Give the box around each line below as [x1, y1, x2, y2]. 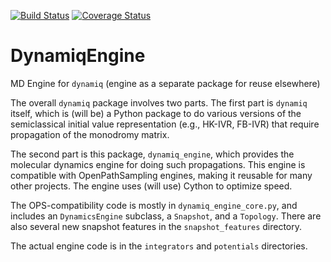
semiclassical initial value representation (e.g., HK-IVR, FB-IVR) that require [10, 118, 320, 130]
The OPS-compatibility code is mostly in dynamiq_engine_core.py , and [10, 199, 298, 211]
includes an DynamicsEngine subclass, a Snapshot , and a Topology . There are [10, 210, 322, 222]
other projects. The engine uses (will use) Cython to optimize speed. [10, 180, 293, 192]
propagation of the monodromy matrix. [10, 128, 170, 140]
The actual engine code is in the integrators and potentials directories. [10, 240, 308, 252]
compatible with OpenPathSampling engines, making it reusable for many [10, 169, 313, 181]
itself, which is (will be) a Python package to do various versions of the [10, 107, 302, 119]
